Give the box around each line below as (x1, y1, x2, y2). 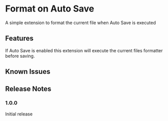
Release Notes (5, 84, 52, 93)
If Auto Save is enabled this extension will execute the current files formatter (5, 47, 163, 53)
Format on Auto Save (5, 3, 94, 15)
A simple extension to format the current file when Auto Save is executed (5, 20, 156, 26)
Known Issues (5, 67, 51, 76)
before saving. (5, 53, 35, 59)
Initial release (5, 111, 33, 117)
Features (5, 34, 34, 43)
